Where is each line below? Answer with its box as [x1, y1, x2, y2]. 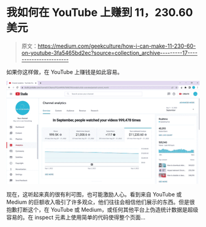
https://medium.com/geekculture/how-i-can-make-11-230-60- [37, 42, 196, 50]
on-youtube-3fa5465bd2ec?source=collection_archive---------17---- [21, 49, 198, 56]
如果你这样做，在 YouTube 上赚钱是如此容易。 [6, 68, 123, 75]
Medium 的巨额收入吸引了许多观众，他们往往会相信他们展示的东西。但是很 [6, 198, 195, 206]
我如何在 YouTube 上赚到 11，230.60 [6, 6, 193, 20]
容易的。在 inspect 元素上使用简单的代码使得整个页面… [6, 214, 146, 221]
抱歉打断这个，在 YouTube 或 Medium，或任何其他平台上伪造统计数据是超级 [6, 206, 199, 214]
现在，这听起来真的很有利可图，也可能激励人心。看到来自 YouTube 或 [6, 191, 182, 198]
